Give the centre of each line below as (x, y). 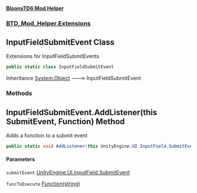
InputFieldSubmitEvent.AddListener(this (81, 112)
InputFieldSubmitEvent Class (60, 42)
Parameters (21, 159)
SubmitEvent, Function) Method (65, 121)
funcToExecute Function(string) (43, 184)
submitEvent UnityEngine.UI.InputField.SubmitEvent (68, 173)
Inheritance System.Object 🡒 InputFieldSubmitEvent (74, 78)
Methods (19, 94)
